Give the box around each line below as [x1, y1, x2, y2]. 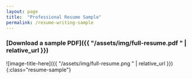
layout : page [6, 8, 38, 15]
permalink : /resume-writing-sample [6, 19, 94, 25]
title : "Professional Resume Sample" [6, 14, 102, 20]
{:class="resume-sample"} [6, 66, 71, 73]
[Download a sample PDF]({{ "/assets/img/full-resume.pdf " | [6, 39, 187, 47]
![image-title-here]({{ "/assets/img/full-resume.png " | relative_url [6, 60, 165, 67]
